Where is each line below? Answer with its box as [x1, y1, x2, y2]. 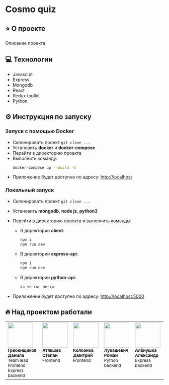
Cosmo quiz [5, 4, 56, 15]
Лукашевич [104, 347, 129, 353]
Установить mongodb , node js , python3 [12, 208, 98, 214]
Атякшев [42, 347, 61, 353]
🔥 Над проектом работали [5, 308, 92, 316]
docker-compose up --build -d [12, 165, 76, 170]
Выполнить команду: [12, 155, 58, 161]
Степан [42, 352, 58, 358]
